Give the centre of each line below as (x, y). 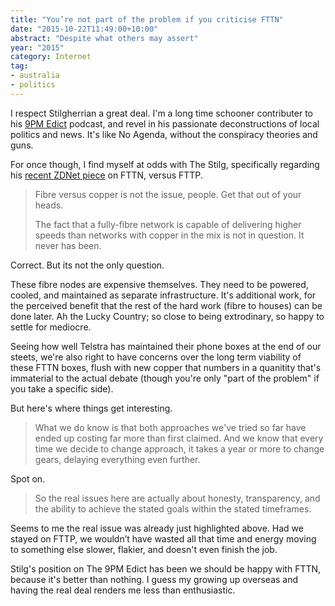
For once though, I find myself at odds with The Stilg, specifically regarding (165, 164)
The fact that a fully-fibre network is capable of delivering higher (168, 224)
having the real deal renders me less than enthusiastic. (123, 590)
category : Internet (51, 57)
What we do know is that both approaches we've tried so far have (170, 427)
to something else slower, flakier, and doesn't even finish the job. (144, 549)
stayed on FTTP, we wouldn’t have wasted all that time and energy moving (163, 538)
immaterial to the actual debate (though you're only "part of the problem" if (165, 378)
